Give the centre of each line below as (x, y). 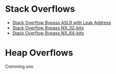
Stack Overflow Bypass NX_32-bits (48, 27)
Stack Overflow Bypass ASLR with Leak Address (61, 23)
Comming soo (19, 66)
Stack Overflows (40, 9)
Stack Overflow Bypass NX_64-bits (48, 33)
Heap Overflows (39, 53)
